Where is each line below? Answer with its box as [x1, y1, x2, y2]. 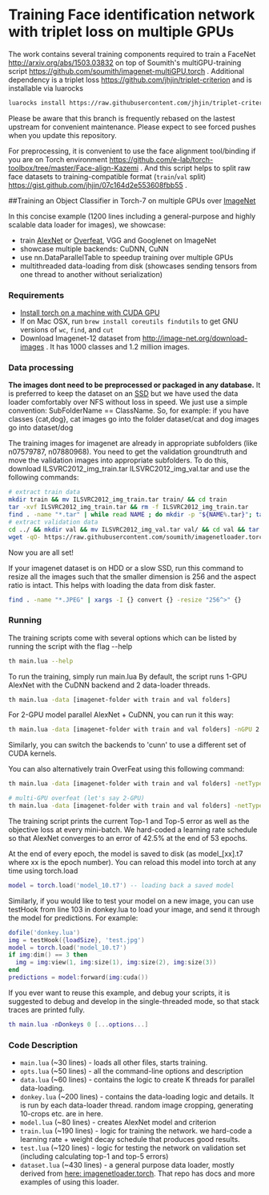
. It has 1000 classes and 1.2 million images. [46, 342, 190, 352]
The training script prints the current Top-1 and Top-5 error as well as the [8, 816, 250, 826]
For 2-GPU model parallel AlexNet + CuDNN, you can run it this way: [8, 710, 235, 720]
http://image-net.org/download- [142, 333, 248, 343]
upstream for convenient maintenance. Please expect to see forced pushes [8, 122, 256, 132]
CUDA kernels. [8, 748, 58, 758]
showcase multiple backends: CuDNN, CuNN [19, 243, 170, 254]
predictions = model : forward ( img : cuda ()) [8, 973, 149, 981]
